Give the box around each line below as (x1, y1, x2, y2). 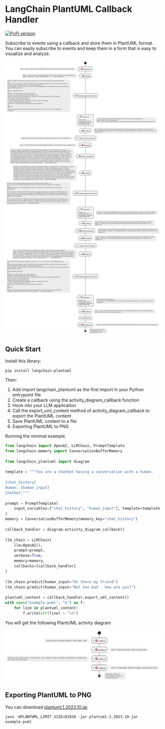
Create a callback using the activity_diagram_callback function (12, 397, 139, 403)
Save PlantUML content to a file (12, 418, 77, 424)
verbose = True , (14, 553, 43, 558)
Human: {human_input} (5, 485, 50, 490)
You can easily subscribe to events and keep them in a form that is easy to (5, 45, 157, 51)
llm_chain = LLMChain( (5, 537, 52, 542)
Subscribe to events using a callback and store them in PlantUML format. (5, 40, 154, 46)
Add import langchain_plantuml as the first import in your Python (12, 386, 144, 393)
